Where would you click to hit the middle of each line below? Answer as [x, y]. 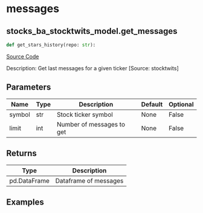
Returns [22, 153]
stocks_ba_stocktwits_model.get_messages [92, 31]
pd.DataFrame [30, 180]
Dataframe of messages [89, 180]
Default [152, 104]
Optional [181, 104]
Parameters [29, 87]
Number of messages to [91, 124]
